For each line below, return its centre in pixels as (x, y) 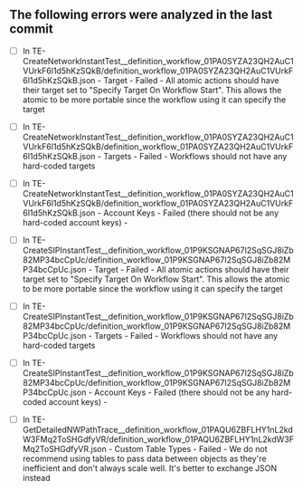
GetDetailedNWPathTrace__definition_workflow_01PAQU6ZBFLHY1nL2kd (158, 430)
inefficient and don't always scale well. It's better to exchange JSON (150, 468)
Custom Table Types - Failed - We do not (191, 449)
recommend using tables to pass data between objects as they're (144, 459)
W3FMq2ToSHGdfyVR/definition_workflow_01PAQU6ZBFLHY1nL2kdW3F (158, 439)
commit (31, 29)
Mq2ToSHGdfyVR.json (64, 449)
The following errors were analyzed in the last (141, 15)
